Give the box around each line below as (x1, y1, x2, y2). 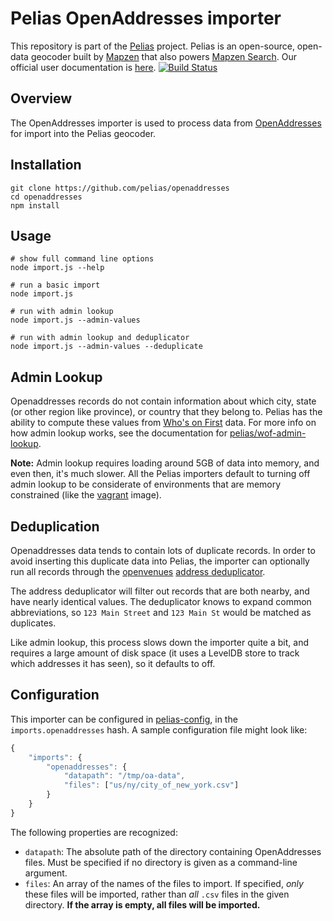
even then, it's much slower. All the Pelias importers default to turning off (10, 468, 311, 480)
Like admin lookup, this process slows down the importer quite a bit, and (10, 637, 309, 648)
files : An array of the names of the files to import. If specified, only (24, 877, 304, 889)
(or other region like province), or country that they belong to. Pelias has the (10, 406, 323, 418)
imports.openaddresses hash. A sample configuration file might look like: (10, 723, 308, 736)
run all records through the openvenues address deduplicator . (10, 566, 266, 577)
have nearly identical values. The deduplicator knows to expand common (10, 596, 312, 607)
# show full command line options (10, 254, 155, 264)
